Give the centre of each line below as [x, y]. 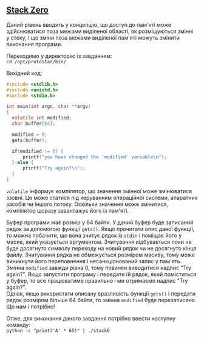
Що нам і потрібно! [31, 306]
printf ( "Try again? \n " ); [54, 168]
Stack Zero [27, 10]
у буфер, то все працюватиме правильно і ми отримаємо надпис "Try [97, 280]
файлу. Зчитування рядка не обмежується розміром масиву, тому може [101, 255]
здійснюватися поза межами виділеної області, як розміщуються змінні [100, 31]
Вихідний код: [24, 73]
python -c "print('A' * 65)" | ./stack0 [58, 331]
